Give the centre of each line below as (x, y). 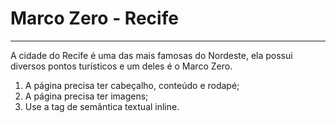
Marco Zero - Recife (94, 18)
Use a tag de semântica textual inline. (102, 106)
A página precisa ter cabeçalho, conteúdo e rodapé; (132, 85)
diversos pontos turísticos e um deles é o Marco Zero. (121, 66)
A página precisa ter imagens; (86, 96)
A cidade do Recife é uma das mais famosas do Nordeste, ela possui (151, 55)
